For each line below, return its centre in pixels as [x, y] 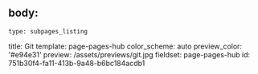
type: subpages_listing [48, 31]
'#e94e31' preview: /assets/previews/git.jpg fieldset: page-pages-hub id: [129, 54]
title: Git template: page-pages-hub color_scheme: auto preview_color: [125, 46]
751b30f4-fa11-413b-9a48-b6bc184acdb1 [77, 63]
